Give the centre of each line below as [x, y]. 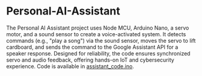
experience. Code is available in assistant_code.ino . [70, 66]
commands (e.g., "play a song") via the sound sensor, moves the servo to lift [101, 40]
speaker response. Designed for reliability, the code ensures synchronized [98, 53]
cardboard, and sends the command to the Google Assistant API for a [92, 47]
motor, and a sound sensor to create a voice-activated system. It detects [96, 34]
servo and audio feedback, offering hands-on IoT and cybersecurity [90, 60]
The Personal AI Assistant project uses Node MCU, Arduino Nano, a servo [98, 28]
